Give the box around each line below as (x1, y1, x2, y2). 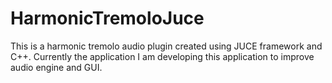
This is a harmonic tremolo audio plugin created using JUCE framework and (10, 40, 323, 52)
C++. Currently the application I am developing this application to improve (10, 50, 315, 62)
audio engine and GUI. (10, 61, 103, 73)
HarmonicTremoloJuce (10, 7, 205, 30)
